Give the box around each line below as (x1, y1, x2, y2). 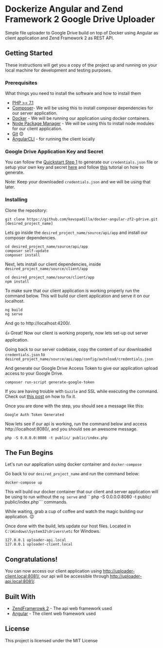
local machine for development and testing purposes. (5, 67, 112, 73)
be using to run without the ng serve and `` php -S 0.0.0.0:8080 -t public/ (5, 494, 152, 500)
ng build (5, 307, 23, 312)
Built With (5, 593, 36, 601)
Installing (5, 196, 28, 203)
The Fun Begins (5, 449, 54, 457)
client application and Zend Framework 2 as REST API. (5, 35, 114, 41)
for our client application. (12, 126, 63, 132)
